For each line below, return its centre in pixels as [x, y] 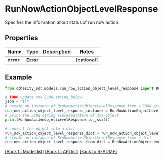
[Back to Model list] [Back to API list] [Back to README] [61, 152]
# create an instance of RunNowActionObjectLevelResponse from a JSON [78, 106]
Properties [21, 38]
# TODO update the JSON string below [43, 97]
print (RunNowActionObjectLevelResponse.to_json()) [58, 120]
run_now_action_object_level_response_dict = [52, 133]
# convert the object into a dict [40, 129]
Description [57, 51]
